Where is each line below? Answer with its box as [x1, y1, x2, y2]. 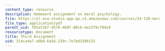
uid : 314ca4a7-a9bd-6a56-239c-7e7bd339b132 [5, 39, 96, 44]
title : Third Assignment [5, 34, 56, 39]
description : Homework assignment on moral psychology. [5, 12, 122, 17]
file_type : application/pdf [5, 20, 63, 26]
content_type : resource [5, 7, 54, 12]
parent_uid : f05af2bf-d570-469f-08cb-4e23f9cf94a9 [5, 25, 111, 30]
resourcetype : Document [5, 30, 54, 34]
